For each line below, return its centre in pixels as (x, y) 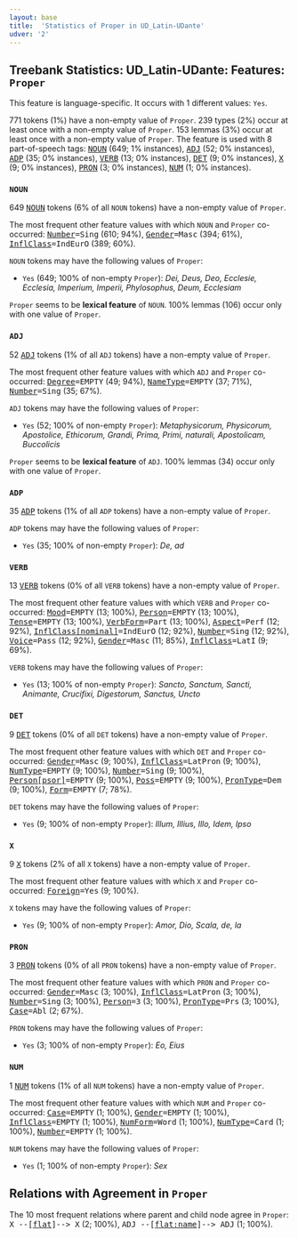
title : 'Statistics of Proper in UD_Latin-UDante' (107, 26)
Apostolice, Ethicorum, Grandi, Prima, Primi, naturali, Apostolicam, (144, 434)
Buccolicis (41, 444)
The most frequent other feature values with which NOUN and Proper (132, 225)
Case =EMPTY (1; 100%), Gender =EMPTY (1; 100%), (138, 1112)
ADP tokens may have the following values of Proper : (104, 528)
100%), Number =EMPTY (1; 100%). (71, 1131)
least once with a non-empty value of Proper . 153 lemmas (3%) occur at (141, 130)
